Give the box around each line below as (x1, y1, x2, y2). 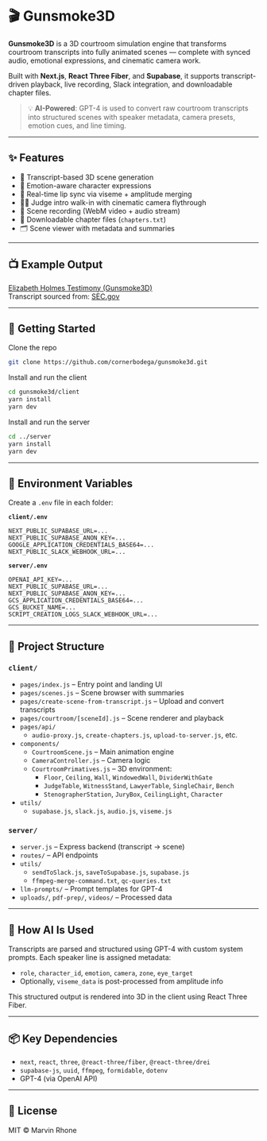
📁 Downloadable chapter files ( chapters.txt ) (19, 215, 167, 224)
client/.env (8, 513, 48, 521)
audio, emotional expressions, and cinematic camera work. (8, 56, 201, 65)
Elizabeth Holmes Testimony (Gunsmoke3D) (8, 283, 153, 292)
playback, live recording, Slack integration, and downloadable (30, 79, 233, 89)
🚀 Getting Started (8, 322, 96, 335)
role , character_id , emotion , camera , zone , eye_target (19, 968, 193, 978)
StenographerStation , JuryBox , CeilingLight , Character (43, 789, 223, 799)
